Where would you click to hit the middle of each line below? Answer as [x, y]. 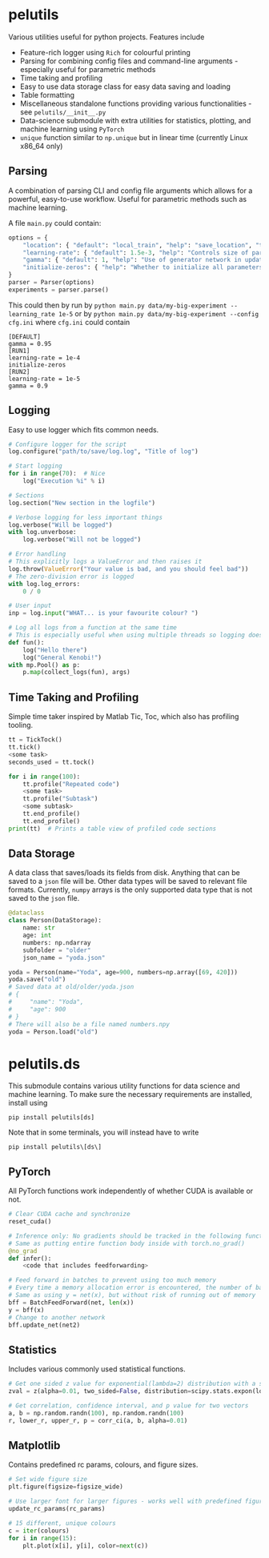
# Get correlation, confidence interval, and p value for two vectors [128, 1406]
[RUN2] [19, 371]
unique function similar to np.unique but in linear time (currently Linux [134, 137]
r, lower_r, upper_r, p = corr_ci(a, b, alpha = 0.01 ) [98, 1420]
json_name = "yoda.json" [64, 958]
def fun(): [26, 642]
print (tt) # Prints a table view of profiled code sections [112, 829]
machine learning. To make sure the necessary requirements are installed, [130, 1094]
